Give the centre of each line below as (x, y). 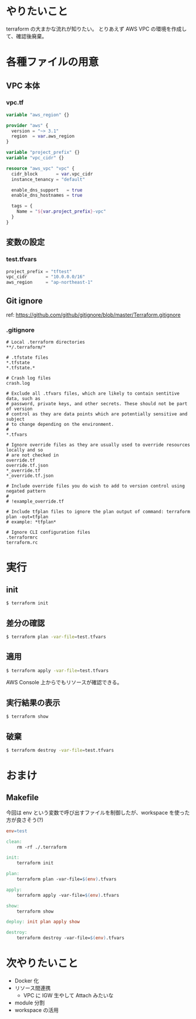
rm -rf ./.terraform (42, 847)
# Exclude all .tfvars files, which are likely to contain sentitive (93, 394)
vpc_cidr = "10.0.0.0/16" (45, 277)
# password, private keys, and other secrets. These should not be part (97, 404)
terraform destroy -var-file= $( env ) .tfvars (71, 938)
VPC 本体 (23, 85)
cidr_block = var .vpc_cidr (52, 174)
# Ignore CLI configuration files (48, 532)
